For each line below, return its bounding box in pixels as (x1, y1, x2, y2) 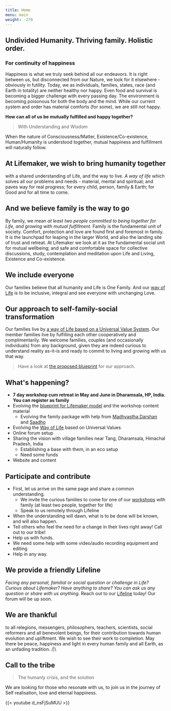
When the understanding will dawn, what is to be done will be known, (12, 513, 159, 519)
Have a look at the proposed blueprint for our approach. (17, 363, 136, 370)
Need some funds (20, 452, 58, 458)
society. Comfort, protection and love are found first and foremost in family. (5, 229, 164, 235)
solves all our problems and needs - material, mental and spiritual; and (5, 178, 154, 185)
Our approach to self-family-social (5, 304, 118, 313)
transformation (5, 312, 55, 321)
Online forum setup (12, 430, 54, 436)
